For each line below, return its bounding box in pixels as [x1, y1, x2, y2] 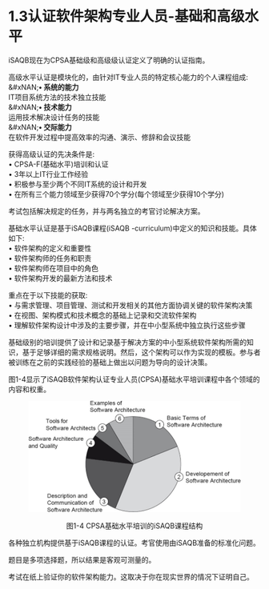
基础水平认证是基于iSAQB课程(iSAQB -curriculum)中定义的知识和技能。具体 [8, 223, 258, 233]
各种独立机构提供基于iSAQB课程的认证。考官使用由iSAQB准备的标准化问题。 [8, 538, 260, 547]
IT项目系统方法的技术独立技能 [8, 92, 106, 102]
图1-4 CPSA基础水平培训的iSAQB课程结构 [66, 521, 203, 531]
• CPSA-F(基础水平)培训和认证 [8, 159, 110, 169]
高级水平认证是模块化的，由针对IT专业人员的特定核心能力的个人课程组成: [8, 72, 248, 82]
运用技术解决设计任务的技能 [8, 112, 100, 122]
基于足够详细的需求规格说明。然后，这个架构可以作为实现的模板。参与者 [22, 347, 261, 357]
